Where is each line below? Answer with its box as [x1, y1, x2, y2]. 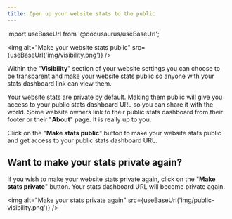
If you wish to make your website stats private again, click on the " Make [7, 175, 216, 183]
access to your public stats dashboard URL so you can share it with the [7, 100, 214, 109]
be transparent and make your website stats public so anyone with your [7, 72, 214, 80]
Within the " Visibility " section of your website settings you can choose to [7, 64, 221, 72]
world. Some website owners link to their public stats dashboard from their [7, 107, 224, 116]
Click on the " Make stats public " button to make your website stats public [7, 128, 221, 137]
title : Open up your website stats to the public [7, 10, 156, 18]
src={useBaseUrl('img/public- [127, 196, 214, 204]
